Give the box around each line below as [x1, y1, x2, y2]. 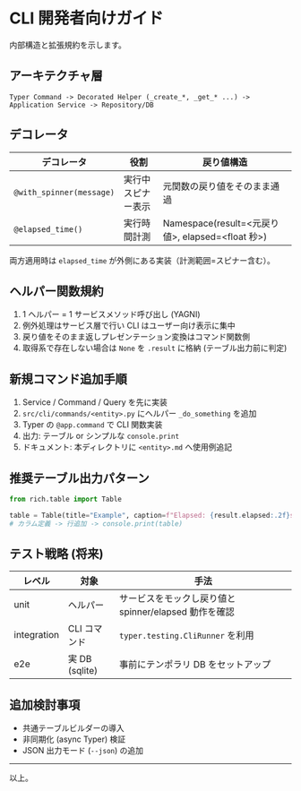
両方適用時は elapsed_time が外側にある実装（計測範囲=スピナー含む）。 [9, 254, 276, 265]
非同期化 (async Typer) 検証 [21, 734, 126, 744]
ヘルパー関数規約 [9, 283, 104, 298]
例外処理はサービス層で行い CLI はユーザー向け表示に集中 [21, 320, 236, 331]
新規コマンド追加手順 [9, 371, 127, 386]
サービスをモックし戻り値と [119, 592, 236, 605]
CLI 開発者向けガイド [9, 8, 164, 29]
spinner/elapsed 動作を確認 [119, 606, 235, 618]
